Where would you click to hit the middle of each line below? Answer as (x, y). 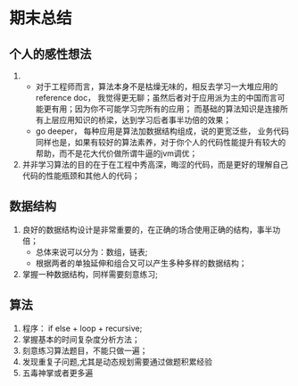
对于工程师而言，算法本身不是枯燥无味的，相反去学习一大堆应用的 (157, 86)
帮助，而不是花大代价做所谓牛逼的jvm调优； (116, 153)
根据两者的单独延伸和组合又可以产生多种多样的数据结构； (141, 263)
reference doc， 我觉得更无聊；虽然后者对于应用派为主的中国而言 (157, 98)
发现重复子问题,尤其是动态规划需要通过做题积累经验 (117, 361)
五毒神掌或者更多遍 (58, 373)
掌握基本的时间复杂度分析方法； (81, 339)
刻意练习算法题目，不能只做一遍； (85, 350)
